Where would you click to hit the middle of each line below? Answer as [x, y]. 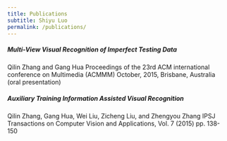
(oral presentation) [34, 82]
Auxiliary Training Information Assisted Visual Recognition [96, 98]
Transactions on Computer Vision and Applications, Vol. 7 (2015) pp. [106, 123]
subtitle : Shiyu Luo [38, 20]
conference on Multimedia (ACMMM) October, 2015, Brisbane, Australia [111, 75]
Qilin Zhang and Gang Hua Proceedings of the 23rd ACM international [109, 67]
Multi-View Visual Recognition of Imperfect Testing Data [92, 49]
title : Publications [38, 14]
